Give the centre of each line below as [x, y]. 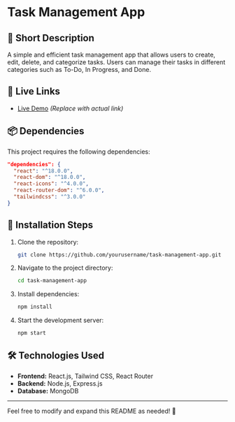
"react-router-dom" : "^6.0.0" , [59, 190]
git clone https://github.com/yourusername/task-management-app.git [119, 255]
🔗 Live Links [34, 92]
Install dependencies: [48, 294]
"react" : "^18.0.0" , [43, 171]
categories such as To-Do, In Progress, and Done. [79, 70]
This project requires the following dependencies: [79, 152]
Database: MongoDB [48, 391]
